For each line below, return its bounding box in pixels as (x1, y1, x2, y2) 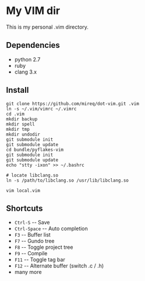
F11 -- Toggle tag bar (14, 256, 65, 263)
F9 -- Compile (14, 250, 48, 257)
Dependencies (6, 40, 60, 50)
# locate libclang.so (6, 172, 59, 178)
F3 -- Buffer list (14, 231, 51, 238)
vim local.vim (6, 188, 41, 193)
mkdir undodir (6, 131, 41, 137)
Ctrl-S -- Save (14, 219, 50, 226)
